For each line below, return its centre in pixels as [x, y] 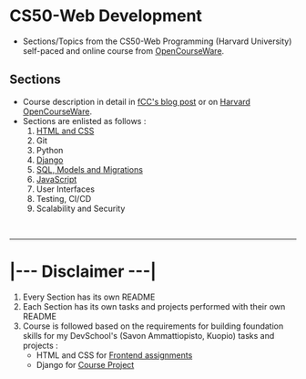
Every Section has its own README [89, 297]
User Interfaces [66, 189]
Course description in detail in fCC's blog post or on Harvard [136, 101]
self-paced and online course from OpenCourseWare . [123, 50]
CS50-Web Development [106, 16]
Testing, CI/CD [64, 198]
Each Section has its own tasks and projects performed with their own [154, 306]
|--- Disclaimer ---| [83, 271]
